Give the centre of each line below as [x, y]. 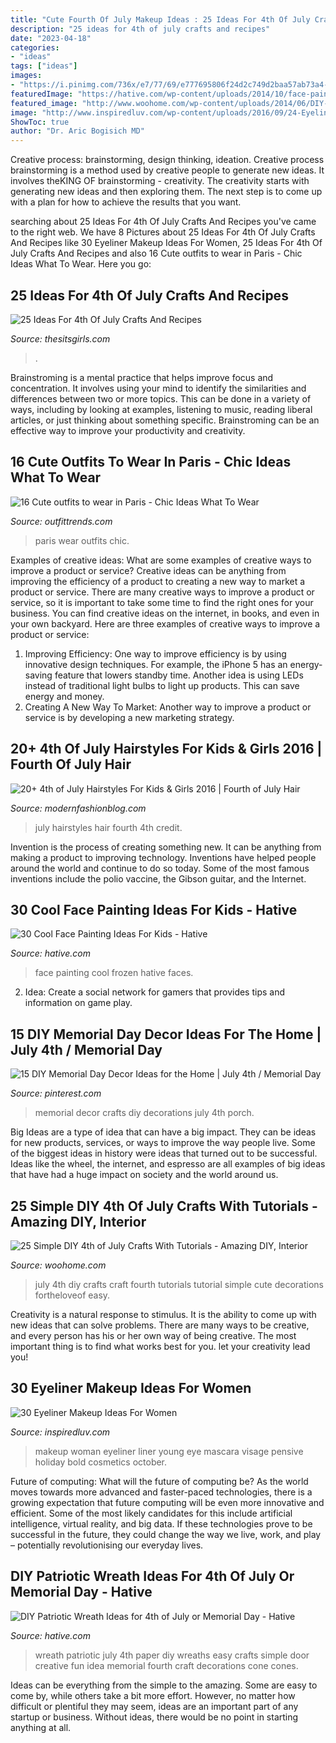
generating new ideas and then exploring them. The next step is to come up [166, 192]
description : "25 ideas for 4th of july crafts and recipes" [140, 29]
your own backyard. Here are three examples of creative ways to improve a [165, 623]
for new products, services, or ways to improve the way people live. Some [163, 1143]
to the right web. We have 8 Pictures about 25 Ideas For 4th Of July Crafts [163, 232]
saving [38, 675]
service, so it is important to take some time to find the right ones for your [162, 602]
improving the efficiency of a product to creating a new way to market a [158, 581]
